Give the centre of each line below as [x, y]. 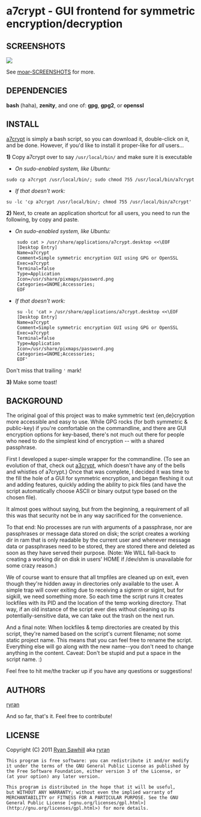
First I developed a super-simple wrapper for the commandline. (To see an [98, 459]
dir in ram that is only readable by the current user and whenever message [98, 540]
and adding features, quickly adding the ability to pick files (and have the [96, 485]
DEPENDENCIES [37, 91]
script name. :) [24, 659]
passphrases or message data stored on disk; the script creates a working [98, 534]
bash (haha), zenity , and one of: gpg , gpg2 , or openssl [75, 105]
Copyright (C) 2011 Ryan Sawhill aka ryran [58, 750]
